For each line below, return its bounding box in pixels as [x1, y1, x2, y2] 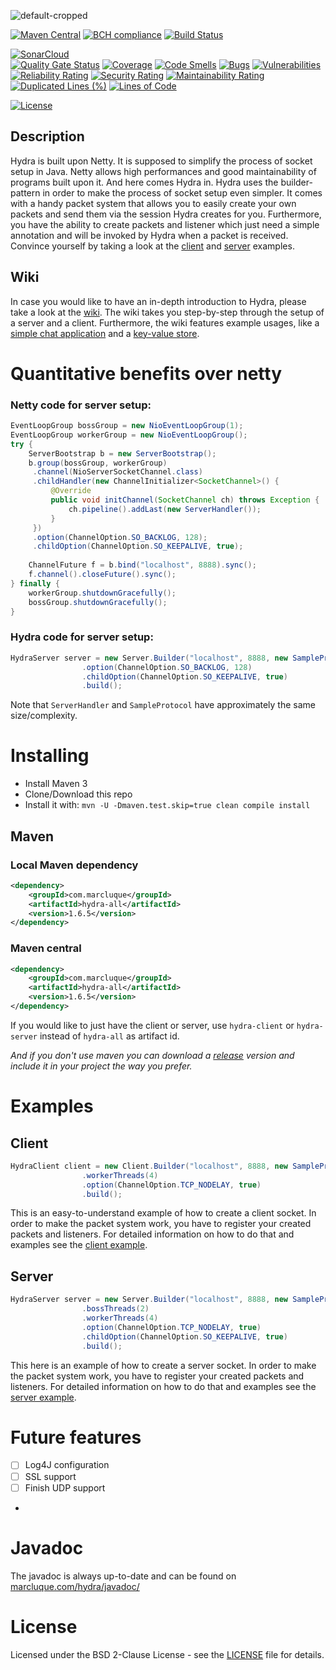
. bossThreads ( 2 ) [81, 1304, 150, 1314]
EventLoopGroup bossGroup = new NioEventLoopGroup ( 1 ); [10, 421, 244, 431]
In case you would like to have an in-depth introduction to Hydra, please [10, 295, 307, 307]
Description [10, 128, 85, 145]
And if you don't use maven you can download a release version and [10, 1049, 295, 1061]
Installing [10, 745, 90, 767]
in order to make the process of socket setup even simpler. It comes [42, 186, 323, 199]
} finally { [10, 578, 60, 589]
